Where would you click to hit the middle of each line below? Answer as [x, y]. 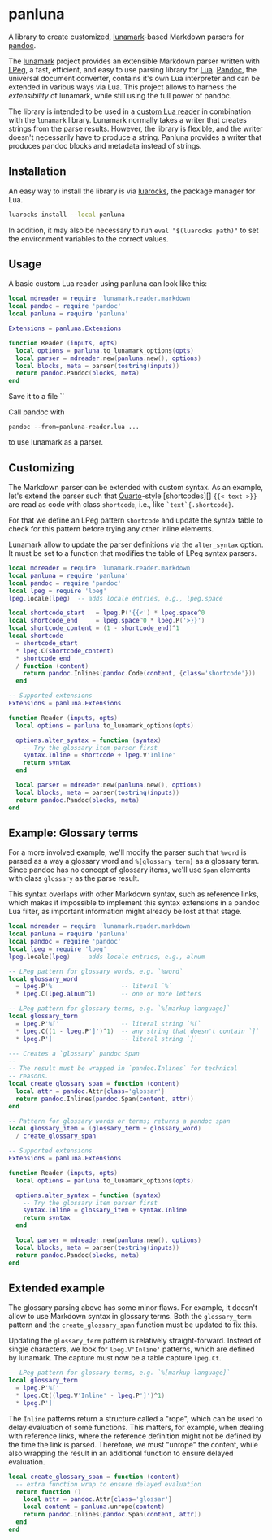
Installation [37, 171]
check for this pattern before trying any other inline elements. [111, 529]
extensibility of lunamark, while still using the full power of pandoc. [120, 95]
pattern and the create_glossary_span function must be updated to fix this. [133, 1325]
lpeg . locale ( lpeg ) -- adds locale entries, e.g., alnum [107, 957]
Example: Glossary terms [73, 833]
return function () [49, 1492]
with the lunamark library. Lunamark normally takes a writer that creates [128, 119]
